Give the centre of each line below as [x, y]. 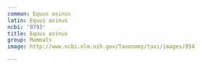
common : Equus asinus [39, 14]
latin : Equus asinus [38, 20]
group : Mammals [30, 40]
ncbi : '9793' [27, 27]
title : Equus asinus [38, 33]
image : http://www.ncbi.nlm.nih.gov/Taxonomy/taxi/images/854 [101, 47]
